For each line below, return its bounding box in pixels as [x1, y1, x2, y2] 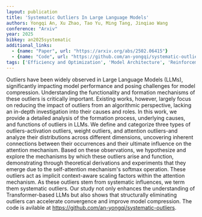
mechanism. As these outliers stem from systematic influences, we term [6, 178, 185, 186]
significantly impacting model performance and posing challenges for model [6, 82, 195, 89]
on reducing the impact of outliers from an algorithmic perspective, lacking [6, 101, 192, 108]
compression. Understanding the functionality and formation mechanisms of [6, 89, 195, 96]
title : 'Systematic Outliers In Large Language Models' [6, 14, 149, 20]
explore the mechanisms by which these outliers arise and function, [6, 153, 174, 160]
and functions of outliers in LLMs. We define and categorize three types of [6, 121, 191, 128]
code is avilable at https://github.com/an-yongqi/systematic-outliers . [6, 204, 177, 211]
